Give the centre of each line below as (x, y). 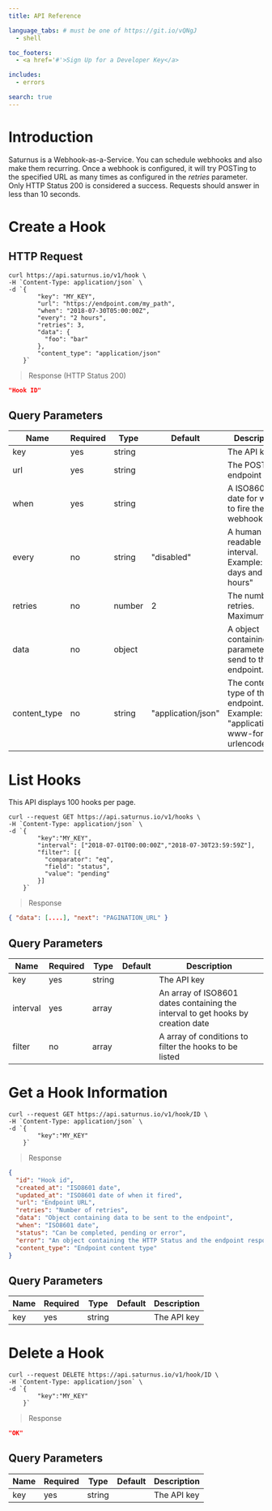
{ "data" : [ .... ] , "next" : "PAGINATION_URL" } (88, 918)
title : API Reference (45, 16)
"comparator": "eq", (79, 860)
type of (241, 693)
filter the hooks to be (198, 1047)
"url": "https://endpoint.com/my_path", (106, 304)
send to (242, 660)
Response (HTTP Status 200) (77, 375)
